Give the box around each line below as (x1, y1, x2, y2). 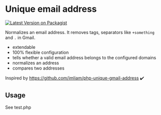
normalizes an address (12, 60, 59, 66)
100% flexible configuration (12, 49, 69, 55)
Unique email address (5, 3, 97, 15)
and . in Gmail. (5, 35, 36, 40)
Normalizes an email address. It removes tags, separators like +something (5, 29, 155, 35)
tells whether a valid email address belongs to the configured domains (12, 54, 157, 60)
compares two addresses (12, 65, 65, 71)
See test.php (5, 104, 31, 110)
